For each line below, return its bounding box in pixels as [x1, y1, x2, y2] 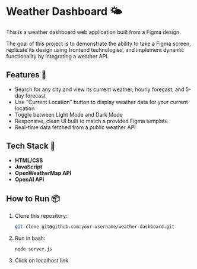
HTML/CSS [14, 157, 43, 164]
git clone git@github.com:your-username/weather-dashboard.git [14, 224, 175, 230]
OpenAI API [14, 176, 45, 183]
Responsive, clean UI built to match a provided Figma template [14, 117, 168, 124]
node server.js [14, 246, 53, 252]
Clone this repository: [14, 212, 68, 220]
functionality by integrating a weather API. [6, 52, 109, 60]
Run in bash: [14, 234, 46, 242]
